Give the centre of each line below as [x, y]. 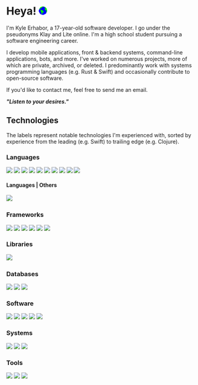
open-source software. [35, 78]
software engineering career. [42, 40]
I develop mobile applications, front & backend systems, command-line [94, 52]
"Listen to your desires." [38, 102]
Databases [22, 274]
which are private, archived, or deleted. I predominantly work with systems [99, 65]
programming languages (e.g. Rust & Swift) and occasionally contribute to [98, 71]
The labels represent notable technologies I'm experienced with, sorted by [99, 135]
